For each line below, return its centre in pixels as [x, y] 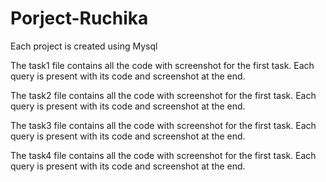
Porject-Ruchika [79, 18]
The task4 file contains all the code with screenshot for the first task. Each [163, 155]
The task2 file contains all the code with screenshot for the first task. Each [163, 95]
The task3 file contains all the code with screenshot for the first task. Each [163, 125]
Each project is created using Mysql [84, 46]
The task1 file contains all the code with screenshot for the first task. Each [162, 65]
